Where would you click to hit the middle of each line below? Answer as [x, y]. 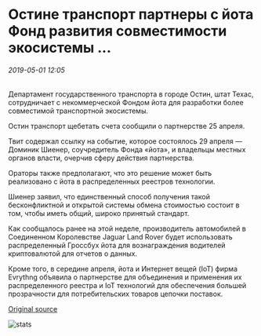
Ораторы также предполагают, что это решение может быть [110, 173]
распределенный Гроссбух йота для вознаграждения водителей [117, 246]
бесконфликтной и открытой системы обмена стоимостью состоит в [124, 205]
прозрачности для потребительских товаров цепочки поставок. [116, 294]
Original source [33, 309]
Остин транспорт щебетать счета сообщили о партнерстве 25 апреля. [127, 126]
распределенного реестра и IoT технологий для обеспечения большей [127, 286]
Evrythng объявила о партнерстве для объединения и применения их [125, 277]
